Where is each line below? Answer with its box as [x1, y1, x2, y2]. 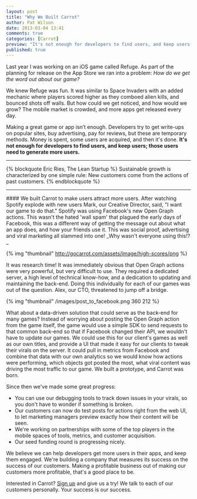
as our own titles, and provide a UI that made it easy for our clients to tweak [6, 340, 189, 347]
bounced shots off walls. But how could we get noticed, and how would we [6, 99, 188, 107]
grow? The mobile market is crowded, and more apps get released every [6, 105, 182, 112]
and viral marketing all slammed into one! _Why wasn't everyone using [6, 232, 176, 239]
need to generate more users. [6, 148, 80, 155]
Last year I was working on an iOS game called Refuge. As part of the [6, 63, 174, 70]
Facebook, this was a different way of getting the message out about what [6, 219, 186, 227]
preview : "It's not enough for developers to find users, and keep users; [6, 42, 193, 48]
